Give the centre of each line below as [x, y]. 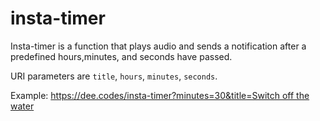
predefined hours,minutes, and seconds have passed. [121, 56]
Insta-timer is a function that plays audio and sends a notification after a [158, 46]
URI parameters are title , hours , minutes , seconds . [114, 76]
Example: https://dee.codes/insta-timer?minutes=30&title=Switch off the [160, 95]
